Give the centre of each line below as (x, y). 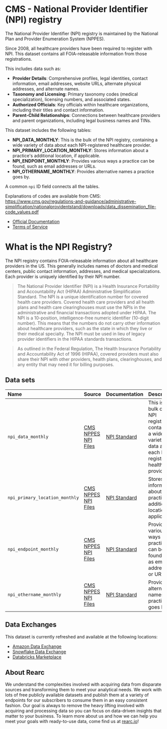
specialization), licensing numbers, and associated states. (72, 99)
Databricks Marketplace (37, 657)
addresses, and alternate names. (46, 89)
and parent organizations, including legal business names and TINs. (82, 120)
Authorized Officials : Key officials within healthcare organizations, (81, 104)
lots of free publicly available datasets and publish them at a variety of (77, 695)
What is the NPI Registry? (59, 247)
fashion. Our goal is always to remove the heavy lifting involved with (75, 706)
